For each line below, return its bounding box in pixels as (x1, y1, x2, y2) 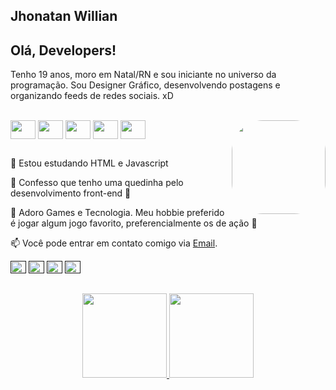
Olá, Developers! (10, 42, 117, 59)
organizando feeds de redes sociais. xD (10, 90, 174, 102)
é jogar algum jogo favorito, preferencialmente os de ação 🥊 (10, 217, 258, 229)
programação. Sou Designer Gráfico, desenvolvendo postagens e (10, 79, 281, 91)
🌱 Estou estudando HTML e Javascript (10, 157, 169, 169)
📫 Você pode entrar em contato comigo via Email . (10, 237, 218, 249)
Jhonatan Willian (10, 8, 118, 25)
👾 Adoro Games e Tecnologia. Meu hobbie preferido (10, 206, 225, 218)
